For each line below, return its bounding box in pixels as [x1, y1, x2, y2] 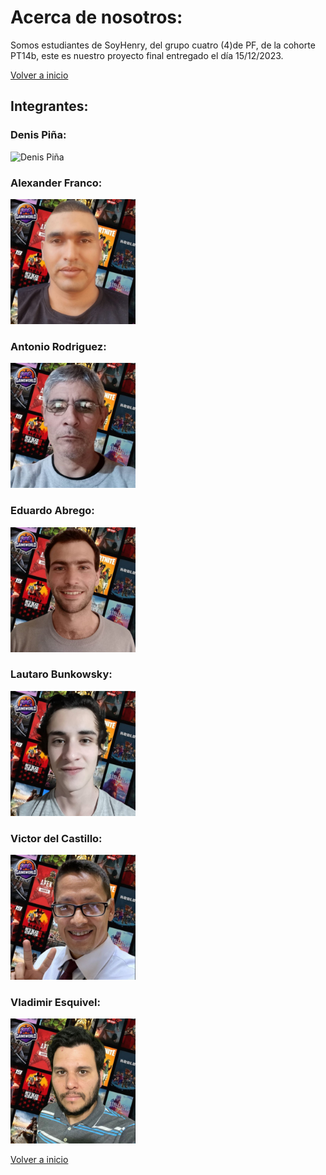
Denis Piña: [10, 128, 67, 142]
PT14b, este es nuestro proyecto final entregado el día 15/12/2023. [10, 49, 284, 61]
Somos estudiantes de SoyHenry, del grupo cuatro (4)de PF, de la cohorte [10, 39, 316, 51]
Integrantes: [10, 98, 89, 115]
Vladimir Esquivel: [10, 996, 101, 1010]
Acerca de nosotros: [10, 6, 183, 29]
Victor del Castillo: [10, 831, 103, 845]
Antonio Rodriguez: [10, 339, 107, 353]
